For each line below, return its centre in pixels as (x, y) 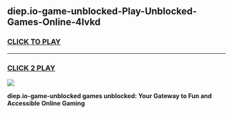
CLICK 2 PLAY (31, 68)
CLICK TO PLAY (34, 42)
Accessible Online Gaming (46, 103)
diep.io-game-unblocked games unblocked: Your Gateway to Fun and (110, 95)
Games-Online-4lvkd (54, 22)
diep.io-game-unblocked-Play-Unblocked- (102, 11)
